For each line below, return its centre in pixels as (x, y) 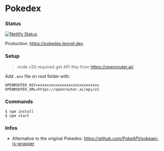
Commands (19, 101)
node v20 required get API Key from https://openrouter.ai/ (75, 67)
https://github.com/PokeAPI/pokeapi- (121, 138)
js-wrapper (23, 144)
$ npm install (20, 112)
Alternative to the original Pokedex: (47, 138)
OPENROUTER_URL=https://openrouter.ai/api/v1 (52, 89)
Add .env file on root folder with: (38, 76)
